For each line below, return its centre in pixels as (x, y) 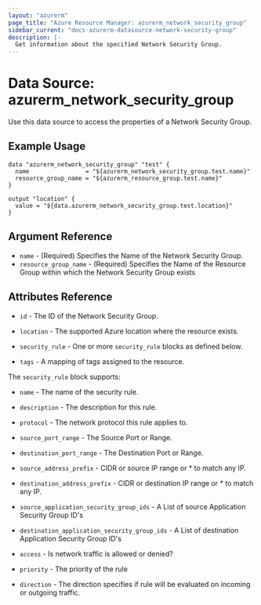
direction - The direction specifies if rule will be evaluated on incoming (135, 584)
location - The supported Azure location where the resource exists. (129, 331)
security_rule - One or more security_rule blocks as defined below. (131, 346)
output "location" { (42, 199)
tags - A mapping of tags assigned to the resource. (102, 361)
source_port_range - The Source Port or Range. (96, 437)
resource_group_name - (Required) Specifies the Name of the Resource (132, 264)
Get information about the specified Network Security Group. (119, 45)
